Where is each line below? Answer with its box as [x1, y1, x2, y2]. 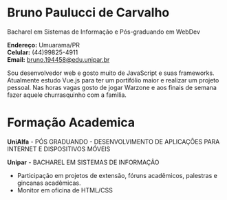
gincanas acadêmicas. [17, 179, 81, 187]
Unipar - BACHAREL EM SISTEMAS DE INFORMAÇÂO [7, 158, 160, 166]
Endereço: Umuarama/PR [7, 41, 80, 49]
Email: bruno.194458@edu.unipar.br [7, 55, 110, 63]
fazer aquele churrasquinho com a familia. [7, 91, 127, 99]
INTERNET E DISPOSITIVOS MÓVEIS [7, 144, 111, 153]
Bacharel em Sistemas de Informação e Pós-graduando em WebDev [7, 27, 201, 36]
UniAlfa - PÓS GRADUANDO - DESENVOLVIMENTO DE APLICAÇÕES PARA [7, 137, 220, 146]
